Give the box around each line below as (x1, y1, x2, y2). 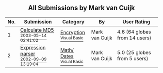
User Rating (122, 18, 150, 25)
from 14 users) (117, 34, 152, 41)
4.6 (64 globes (117, 28, 151, 35)
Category (62, 18, 85, 25)
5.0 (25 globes (117, 49, 151, 55)
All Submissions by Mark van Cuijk (28, 4, 135, 12)
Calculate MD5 (20, 26, 54, 33)
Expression (20, 44, 46, 51)
